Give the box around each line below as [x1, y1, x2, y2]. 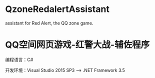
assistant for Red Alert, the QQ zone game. [5, 20, 93, 26]
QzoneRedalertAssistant [5, 3, 110, 15]
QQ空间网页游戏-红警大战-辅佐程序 [5, 39, 150, 50]
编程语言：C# [5, 56, 33, 62]
